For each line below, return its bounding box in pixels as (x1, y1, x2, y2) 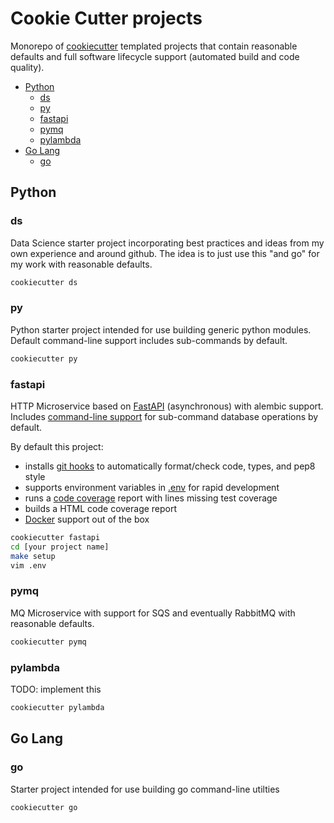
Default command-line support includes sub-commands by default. (10, 334, 288, 346)
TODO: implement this (10, 683, 102, 695)
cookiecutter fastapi (10, 532, 101, 542)
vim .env (10, 560, 47, 571)
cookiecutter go (10, 802, 78, 812)
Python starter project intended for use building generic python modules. (10, 323, 312, 336)
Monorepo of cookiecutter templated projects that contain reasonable (10, 40, 298, 52)
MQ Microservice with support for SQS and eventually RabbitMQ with (10, 607, 296, 619)
